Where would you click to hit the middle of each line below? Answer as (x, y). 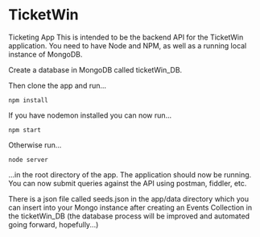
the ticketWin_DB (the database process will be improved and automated (129, 216)
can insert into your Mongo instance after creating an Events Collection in (130, 207)
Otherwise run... (35, 145)
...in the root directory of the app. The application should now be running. (130, 174)
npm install (28, 100)
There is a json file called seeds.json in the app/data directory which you (129, 198)
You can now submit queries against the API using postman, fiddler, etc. (128, 183)
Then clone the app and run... (58, 85)
